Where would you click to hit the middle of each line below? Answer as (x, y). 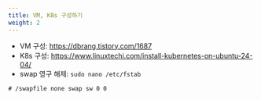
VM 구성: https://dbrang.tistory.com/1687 (86, 46)
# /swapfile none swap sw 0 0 (58, 88)
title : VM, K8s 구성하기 (46, 15)
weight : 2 (24, 23)
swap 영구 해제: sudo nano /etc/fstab (80, 73)
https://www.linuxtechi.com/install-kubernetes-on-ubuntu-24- (152, 55)
